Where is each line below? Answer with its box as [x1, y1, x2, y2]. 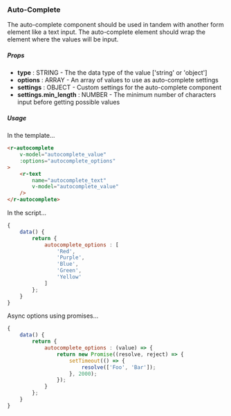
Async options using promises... [7, 311, 99, 320]
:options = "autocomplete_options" [19, 157, 116, 164]
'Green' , [56, 267, 82, 274]
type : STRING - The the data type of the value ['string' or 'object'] [17, 69, 207, 77]
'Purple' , [56, 254, 85, 261]
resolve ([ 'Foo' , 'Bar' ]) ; [81, 363, 156, 371]
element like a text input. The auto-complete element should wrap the [7, 28, 206, 36]
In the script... [7, 209, 47, 217]
